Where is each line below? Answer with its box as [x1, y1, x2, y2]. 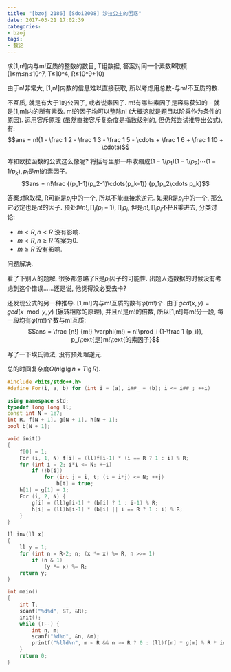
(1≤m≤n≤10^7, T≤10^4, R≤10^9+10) [7, 70, 105, 78]
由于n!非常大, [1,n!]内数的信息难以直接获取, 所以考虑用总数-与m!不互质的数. [7, 84, 220, 92]
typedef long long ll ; [7, 404, 72, 411]
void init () [7, 436, 41, 442]
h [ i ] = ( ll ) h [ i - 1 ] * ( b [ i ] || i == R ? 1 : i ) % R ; [32, 506, 184, 513]
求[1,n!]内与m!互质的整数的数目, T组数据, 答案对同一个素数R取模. [7, 62, 189, 70]
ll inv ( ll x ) [7, 531, 45, 538]
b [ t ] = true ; [56, 480, 94, 487]
